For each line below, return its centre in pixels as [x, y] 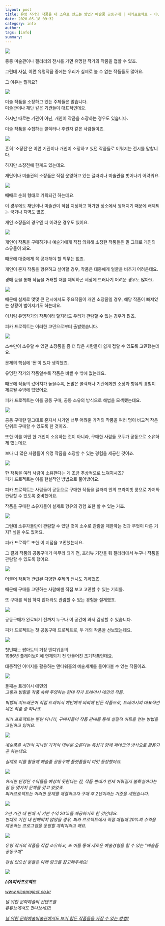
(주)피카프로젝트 [21, 882]
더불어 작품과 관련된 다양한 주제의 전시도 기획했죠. [53, 579]
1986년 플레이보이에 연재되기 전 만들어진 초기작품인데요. [59, 656]
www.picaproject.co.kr [28, 892]
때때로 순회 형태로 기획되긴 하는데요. [40, 195]
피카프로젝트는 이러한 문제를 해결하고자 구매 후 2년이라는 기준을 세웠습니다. [77, 794]
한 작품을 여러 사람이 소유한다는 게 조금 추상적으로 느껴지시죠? [65, 473]
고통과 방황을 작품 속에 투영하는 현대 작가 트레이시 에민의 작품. [65, 692]
